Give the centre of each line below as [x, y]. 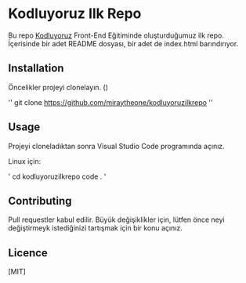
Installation [36, 69]
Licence [28, 253]
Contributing [40, 201]
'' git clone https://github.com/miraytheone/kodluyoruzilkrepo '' [110, 102]
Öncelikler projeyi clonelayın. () [58, 87]
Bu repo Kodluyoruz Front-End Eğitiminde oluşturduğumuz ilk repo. [116, 35]
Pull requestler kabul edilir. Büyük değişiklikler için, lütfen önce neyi [116, 220]
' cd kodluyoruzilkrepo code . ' [57, 176]
